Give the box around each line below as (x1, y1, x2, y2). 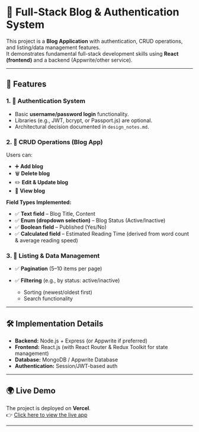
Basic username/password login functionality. (14, 110, 129, 117)
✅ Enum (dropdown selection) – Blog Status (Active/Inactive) (14, 216, 166, 224)
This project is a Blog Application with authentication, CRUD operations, (6, 37, 183, 44)
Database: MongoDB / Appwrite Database (14, 356, 118, 363)
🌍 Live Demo (6, 386, 56, 396)
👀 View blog (14, 187, 46, 194)
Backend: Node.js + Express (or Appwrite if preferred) (14, 337, 148, 344)
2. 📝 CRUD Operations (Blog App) (6, 137, 103, 146)
